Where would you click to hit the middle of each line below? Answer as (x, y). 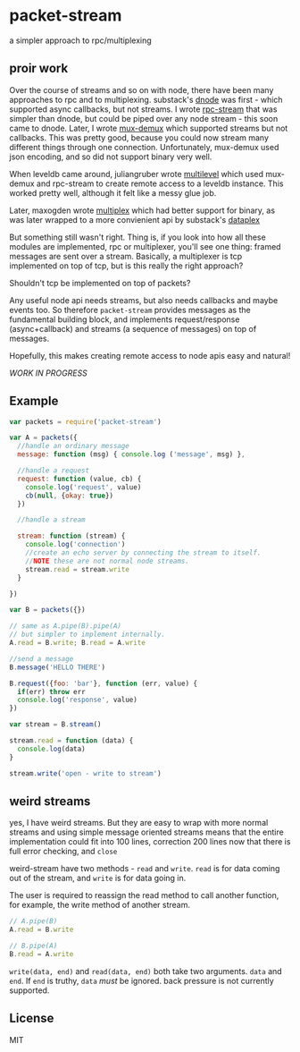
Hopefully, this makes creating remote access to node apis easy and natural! (150, 355)
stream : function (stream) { (71, 536)
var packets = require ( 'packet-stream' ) (86, 421)
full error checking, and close (63, 852)
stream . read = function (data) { (71, 741)
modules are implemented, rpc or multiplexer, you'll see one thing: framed (145, 246)
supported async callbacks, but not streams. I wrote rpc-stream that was (143, 109)
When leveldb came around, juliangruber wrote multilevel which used (137, 174)
